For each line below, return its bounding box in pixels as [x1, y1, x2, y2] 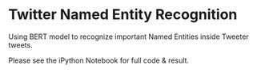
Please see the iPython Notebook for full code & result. [8, 56, 190, 65]
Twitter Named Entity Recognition [8, 6, 238, 24]
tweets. [8, 40, 34, 49]
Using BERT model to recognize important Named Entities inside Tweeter [8, 32, 250, 41]
